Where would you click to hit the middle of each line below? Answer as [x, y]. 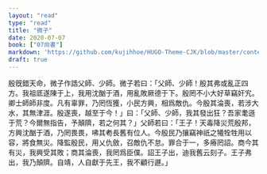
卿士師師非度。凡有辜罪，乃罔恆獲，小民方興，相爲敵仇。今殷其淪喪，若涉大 [133, 103]
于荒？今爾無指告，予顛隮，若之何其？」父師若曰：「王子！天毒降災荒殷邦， [132, 123]
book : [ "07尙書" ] [36, 45]
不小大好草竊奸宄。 [227, 93]
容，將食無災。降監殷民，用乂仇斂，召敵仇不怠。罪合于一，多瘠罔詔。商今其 [133, 142]
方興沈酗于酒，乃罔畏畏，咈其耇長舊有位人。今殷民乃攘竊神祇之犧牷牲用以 [130, 132]
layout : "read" [33, 15]
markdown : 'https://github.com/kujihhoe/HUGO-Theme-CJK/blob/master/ [126, 52]
